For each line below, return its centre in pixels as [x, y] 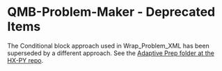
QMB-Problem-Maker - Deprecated [111, 12]
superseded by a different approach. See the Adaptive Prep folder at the [111, 53]
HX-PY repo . [25, 60]
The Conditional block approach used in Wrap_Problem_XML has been [109, 45]
